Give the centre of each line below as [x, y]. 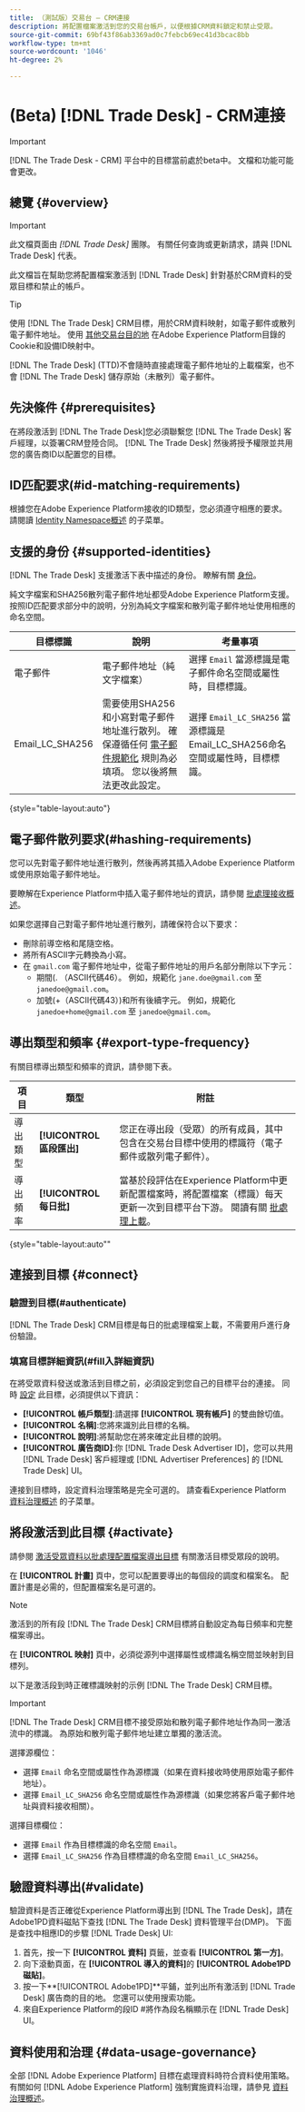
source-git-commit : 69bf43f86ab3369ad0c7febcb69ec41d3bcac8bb [129, 35]
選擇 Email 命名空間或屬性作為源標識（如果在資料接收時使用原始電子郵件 [158, 1772]
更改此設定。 [138, 785]
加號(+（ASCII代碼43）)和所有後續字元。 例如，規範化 [136, 1000]
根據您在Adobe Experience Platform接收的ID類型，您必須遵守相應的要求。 [148, 508]
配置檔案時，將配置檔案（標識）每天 [206, 1193]
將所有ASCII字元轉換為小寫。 [77, 955]
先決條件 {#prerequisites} [83, 408]
